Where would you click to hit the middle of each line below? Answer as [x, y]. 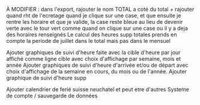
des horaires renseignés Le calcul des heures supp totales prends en [92, 35]
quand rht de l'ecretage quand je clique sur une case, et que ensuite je [94, 16]
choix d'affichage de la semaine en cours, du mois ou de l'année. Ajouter [97, 71]
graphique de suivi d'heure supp [47, 78]
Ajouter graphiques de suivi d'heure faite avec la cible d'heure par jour [93, 52]
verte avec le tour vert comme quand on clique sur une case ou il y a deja [97, 28]
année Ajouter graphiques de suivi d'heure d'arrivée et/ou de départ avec [97, 65]
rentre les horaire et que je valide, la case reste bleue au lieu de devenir [95, 22]
